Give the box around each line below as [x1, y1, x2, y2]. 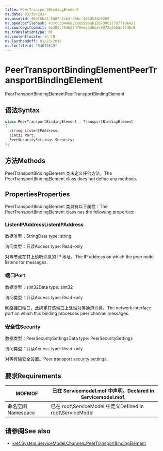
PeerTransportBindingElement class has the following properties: [5, 209, 135, 215]
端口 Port [5, 272, 26, 279]
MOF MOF [16, 390, 38, 397]
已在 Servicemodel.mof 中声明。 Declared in [52, 387, 154, 394]
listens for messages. [5, 259, 48, 265]
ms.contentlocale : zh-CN [5, 35, 55, 39]
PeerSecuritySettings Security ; [9, 137, 75, 142]
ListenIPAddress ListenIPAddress [5, 221, 84, 228]
